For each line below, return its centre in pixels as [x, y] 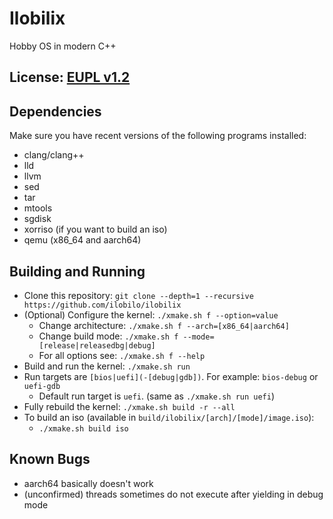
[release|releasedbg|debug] [97, 345]
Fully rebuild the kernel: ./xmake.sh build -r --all [129, 406]
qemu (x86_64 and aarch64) [82, 240]
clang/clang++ [54, 155]
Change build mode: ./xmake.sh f [108, 336]
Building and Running [77, 271]
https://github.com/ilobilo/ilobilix [102, 305]
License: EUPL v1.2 [70, 77]
